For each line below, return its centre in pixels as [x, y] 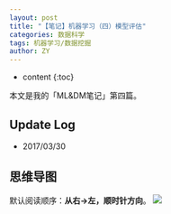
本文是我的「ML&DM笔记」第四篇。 [76, 96]
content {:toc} [48, 77]
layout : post [34, 18]
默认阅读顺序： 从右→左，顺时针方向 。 [80, 200]
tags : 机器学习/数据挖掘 [50, 43]
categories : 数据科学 [47, 34]
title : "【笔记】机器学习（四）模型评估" [78, 26]
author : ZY [30, 51]
